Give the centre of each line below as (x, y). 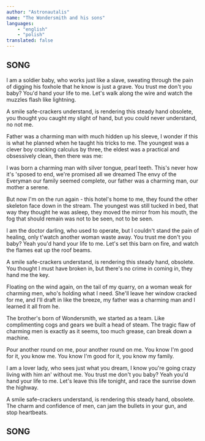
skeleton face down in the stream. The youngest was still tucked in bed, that (102, 205)
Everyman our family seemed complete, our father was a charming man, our (102, 181)
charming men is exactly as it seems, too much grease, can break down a (99, 331)
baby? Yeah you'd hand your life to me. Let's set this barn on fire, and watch (102, 243)
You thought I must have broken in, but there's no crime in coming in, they (99, 268)
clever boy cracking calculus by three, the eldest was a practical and (93, 149)
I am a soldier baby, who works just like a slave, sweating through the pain (100, 80)
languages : (20, 23)
